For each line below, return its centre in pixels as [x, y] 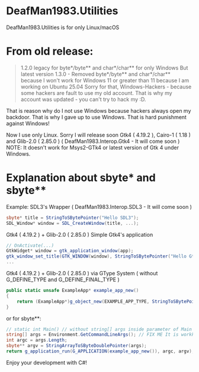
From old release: [50, 51]
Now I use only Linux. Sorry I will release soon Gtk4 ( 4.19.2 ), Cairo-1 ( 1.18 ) [99, 135]
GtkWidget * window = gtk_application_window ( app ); [70, 251]
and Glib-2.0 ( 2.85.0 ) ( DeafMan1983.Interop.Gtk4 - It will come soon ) [93, 141]
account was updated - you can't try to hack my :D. [83, 99]
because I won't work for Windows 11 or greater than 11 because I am [105, 80]
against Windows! [28, 123]
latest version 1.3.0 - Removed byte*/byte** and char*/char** [95, 74]
